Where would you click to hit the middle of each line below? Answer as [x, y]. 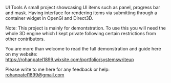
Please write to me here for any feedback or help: [58, 69]
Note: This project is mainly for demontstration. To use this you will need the [86, 28]
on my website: [21, 54]
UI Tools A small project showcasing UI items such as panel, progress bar [83, 7]
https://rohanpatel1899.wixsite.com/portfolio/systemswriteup [70, 60]
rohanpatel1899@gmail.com [35, 75]
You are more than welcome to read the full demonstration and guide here [83, 49]
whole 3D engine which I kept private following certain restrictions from [81, 33]
